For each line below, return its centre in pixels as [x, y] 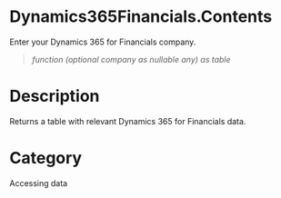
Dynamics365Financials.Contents [141, 17]
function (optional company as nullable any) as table [131, 59]
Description [55, 96]
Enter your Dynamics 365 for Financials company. [103, 42]
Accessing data [39, 183]
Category [46, 158]
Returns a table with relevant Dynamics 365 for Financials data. [128, 121]
